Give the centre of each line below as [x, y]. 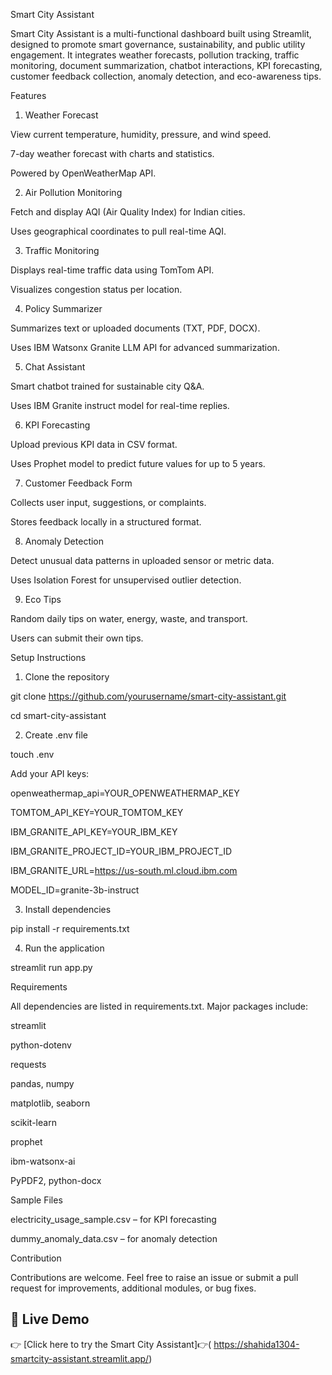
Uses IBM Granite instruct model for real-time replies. [120, 405]
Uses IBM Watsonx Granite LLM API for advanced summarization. [145, 347]
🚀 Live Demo [50, 1319]
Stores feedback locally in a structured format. [106, 522]
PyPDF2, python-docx [56, 1180]
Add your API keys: [50, 773]
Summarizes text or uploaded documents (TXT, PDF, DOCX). [135, 328]
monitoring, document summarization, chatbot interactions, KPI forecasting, [166, 65]
